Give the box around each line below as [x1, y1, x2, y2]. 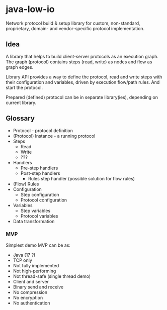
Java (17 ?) [13, 252, 36, 258]
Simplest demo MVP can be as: [6, 242, 71, 248]
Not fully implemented [13, 262, 59, 268]
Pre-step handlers [20, 165, 58, 171]
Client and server [13, 278, 49, 284]
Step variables [20, 208, 51, 214]
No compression [13, 289, 47, 295]
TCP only [13, 257, 32, 263]
